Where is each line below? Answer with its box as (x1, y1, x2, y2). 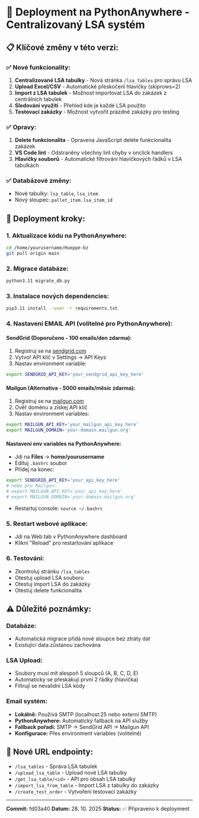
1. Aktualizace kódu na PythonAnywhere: (6, 231, 127, 239)
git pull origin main (6, 251, 60, 257)
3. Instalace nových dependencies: (6, 292, 110, 300)
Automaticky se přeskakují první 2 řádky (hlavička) (14, 676, 139, 683)
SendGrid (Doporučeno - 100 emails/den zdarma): (6, 334, 132, 341)
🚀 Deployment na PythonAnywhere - (6, 5, 190, 19)
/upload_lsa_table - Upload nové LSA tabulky (14, 769, 127, 776)
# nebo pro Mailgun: (6, 483, 57, 489)
